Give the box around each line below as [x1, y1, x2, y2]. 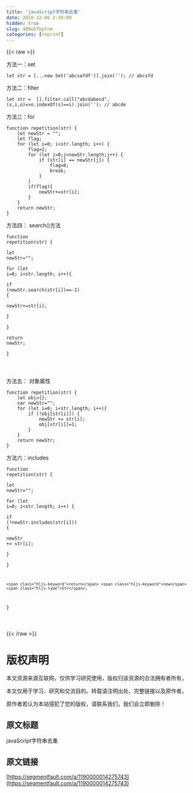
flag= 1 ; [28, 146, 47, 153]
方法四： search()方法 [6, 222, 61, 229]
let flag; [17, 136, 42, 142]
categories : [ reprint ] [6, 32, 64, 38]
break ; [49, 168, 67, 174]
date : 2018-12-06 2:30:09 [6, 15, 72, 21]
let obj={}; [17, 395, 47, 401]
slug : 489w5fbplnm [6, 26, 53, 32]
